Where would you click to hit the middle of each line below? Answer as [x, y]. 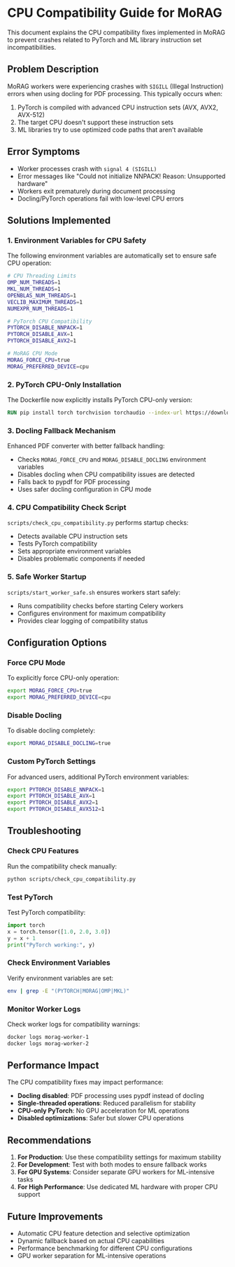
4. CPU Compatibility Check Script [67, 508]
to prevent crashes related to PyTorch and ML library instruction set [105, 39]
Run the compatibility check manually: [62, 866]
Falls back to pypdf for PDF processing [73, 482]
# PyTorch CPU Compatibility [50, 321]
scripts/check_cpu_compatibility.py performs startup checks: [98, 523]
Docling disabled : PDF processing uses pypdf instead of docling [111, 1096]
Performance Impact [53, 1065]
